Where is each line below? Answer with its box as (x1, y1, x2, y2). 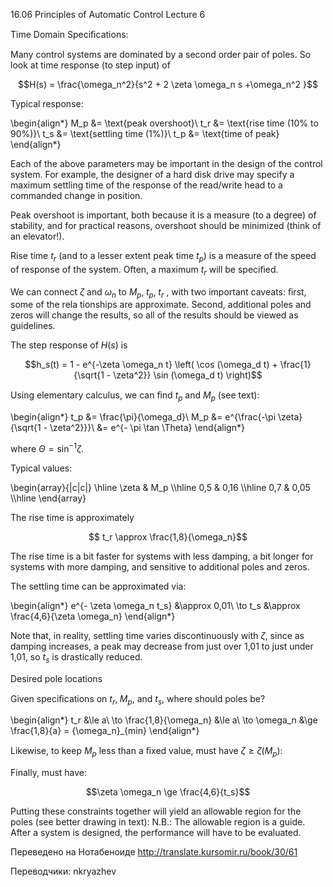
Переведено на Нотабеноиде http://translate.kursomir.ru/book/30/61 (10, 846, 298, 858)
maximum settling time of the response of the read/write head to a (10, 179, 283, 191)
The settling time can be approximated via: (10, 580, 187, 592)
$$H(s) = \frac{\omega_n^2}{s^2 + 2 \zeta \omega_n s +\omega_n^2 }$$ (18, 79, 318, 90)
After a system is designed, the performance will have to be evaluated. (10, 827, 302, 839)
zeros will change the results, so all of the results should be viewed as (10, 309, 299, 321)
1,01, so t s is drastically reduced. (10, 650, 143, 665)
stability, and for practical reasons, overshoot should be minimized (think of (10, 220, 322, 231)
